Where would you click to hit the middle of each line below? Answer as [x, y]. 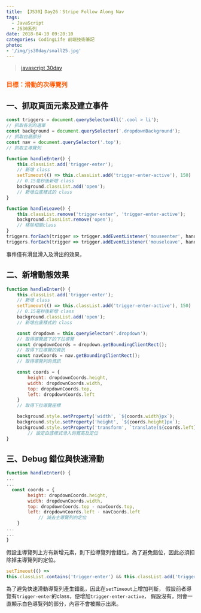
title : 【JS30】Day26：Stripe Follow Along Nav [65, 12]
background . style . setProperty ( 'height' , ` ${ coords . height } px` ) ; [99, 422]
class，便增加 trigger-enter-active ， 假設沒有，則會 [122, 596]
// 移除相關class [37, 226]
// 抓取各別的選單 [26, 126]
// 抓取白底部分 [24, 137]
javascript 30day [42, 68]
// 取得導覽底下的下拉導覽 [45, 339]
